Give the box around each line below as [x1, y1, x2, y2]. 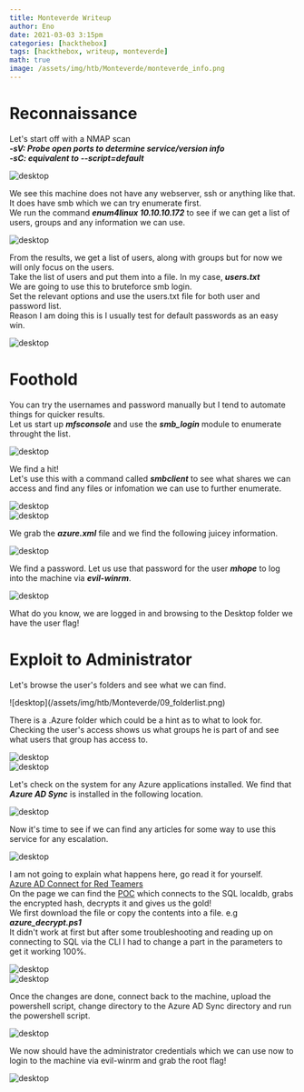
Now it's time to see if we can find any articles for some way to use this [9, 824, 277, 835]
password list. [9, 300, 62, 311]
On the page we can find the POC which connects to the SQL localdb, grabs [9, 887, 294, 898]
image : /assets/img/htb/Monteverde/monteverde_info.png [9, 65, 225, 74]
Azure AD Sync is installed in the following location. [9, 788, 203, 799]
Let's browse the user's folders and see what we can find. [9, 679, 227, 690]
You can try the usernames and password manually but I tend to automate [9, 399, 286, 410]
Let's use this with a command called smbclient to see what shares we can [9, 473, 291, 484]
